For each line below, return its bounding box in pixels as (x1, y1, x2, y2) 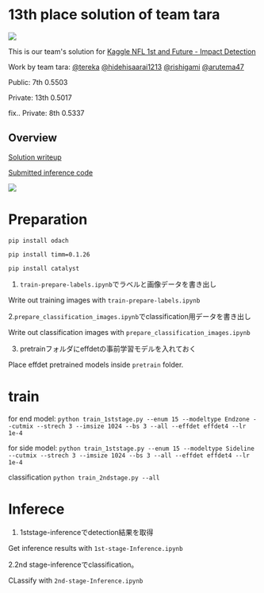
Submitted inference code (8, 168, 94, 177)
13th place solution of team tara (8, 6, 220, 24)
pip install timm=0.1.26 (8, 250, 90, 259)
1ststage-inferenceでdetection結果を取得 (19, 527, 154, 537)
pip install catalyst (8, 264, 80, 272)
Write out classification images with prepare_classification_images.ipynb (8, 327, 251, 337)
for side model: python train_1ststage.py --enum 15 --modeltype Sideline (8, 443, 255, 452)
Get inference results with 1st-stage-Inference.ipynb (8, 543, 184, 553)
